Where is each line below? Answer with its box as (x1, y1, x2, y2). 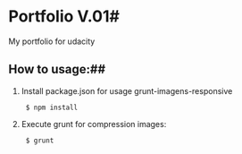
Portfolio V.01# (8, 6, 120, 27)
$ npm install (25, 103, 79, 112)
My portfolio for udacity (8, 36, 96, 47)
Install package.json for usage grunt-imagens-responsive (21, 85, 233, 96)
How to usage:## (8, 62, 106, 77)
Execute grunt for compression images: (21, 118, 167, 129)
